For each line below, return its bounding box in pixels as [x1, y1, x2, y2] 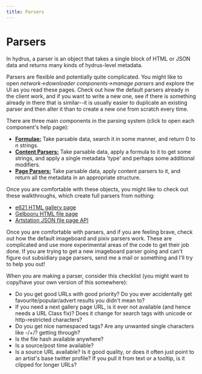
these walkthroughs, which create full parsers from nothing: [6, 192, 155, 199]
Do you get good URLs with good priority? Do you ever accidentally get [14, 290, 192, 297]
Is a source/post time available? [14, 341, 94, 349]
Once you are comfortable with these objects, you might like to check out [6, 185, 189, 192]
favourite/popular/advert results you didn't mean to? [14, 297, 145, 304]
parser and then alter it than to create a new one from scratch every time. [6, 105, 189, 113]
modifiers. [14, 161, 40, 168]
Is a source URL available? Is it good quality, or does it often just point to [14, 348, 195, 355]
